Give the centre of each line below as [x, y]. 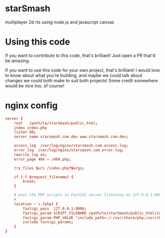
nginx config [31, 106]
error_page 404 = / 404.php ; [42, 159]
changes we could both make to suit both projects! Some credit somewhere [82, 80]
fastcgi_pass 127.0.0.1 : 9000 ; [55, 209]
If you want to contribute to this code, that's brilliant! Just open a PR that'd [80, 55]
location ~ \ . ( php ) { [36, 204]
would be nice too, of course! [35, 86]
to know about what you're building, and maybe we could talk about [74, 75]
